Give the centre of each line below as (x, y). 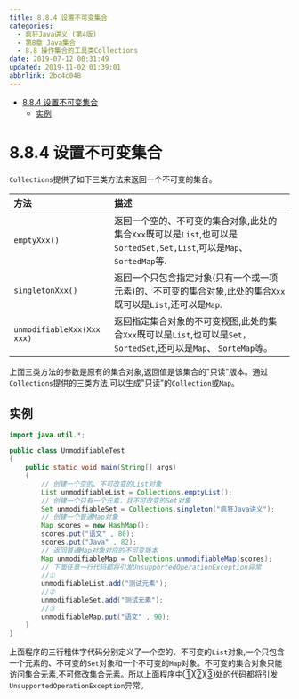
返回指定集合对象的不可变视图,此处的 (191, 320)
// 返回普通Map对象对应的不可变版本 (100, 550)
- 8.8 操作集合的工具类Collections (78, 51)
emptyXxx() (36, 240)
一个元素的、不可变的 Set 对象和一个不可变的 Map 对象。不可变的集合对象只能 (146, 662)
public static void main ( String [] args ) (101, 468)
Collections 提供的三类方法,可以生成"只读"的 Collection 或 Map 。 (124, 383)
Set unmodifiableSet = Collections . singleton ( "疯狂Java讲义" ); (158, 509)
